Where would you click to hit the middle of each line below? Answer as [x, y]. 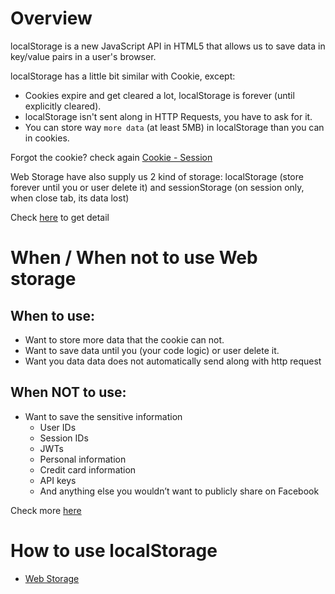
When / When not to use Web [134, 258]
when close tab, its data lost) [70, 198]
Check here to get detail [60, 217]
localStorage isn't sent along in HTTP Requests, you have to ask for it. [168, 116]
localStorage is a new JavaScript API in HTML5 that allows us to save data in [168, 46]
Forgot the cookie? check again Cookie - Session [111, 157]
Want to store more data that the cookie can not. [124, 339]
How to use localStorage [114, 550]
